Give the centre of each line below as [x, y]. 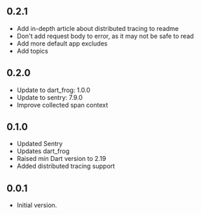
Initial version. [37, 205]
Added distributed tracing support [66, 166]
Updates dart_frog [43, 151]
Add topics [32, 51]
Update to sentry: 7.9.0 [50, 97]
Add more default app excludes [62, 43]
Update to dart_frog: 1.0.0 [53, 90]
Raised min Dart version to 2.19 [61, 159]
